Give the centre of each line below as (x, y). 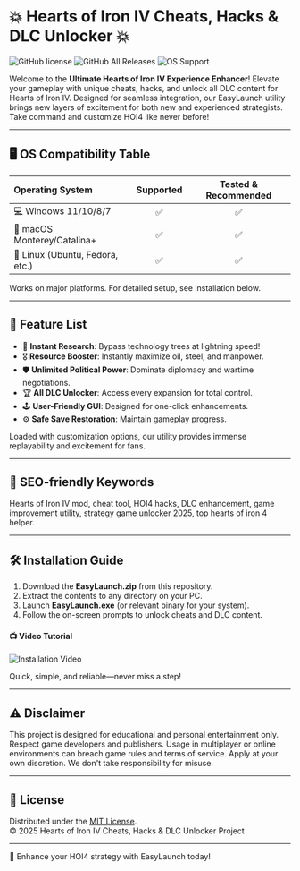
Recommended (239, 195)
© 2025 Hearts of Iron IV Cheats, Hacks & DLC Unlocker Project (127, 831)
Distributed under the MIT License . (73, 822)
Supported (159, 190)
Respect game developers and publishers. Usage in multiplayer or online (143, 744)
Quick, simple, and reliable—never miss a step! (95, 677)
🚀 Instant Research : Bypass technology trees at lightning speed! (141, 346)
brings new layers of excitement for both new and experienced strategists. (146, 107)
